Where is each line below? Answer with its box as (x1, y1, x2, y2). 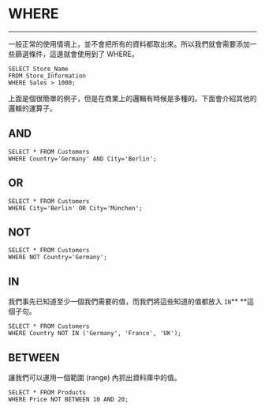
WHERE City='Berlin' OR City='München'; (8, 204, 144, 212)
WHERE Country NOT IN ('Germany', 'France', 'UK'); (8, 330, 181, 337)
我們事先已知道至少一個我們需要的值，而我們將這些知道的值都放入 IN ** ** (8, 297, 248, 307)
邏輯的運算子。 (8, 104, 57, 113)
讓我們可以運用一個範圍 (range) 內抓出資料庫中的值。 (8, 373, 181, 382)
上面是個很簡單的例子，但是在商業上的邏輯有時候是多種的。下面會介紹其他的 (8, 93, 257, 103)
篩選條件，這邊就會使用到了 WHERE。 (14, 49, 139, 58)
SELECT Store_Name (8, 65, 69, 73)
